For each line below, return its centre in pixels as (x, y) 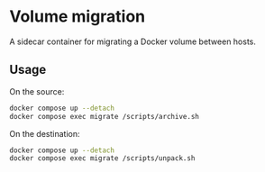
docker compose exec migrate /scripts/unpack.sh (102, 158)
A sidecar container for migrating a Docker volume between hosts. (133, 41)
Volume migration (78, 17)
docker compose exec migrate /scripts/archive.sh (105, 116)
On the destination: (45, 133)
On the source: (37, 91)
